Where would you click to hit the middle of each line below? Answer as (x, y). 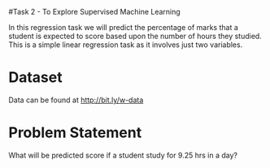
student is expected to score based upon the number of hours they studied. (135, 36)
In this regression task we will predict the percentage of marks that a (123, 27)
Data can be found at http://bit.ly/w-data (76, 100)
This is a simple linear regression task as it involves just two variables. (126, 45)
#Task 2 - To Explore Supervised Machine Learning (94, 12)
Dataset (35, 78)
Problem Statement (75, 133)
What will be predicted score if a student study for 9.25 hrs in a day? (123, 155)
